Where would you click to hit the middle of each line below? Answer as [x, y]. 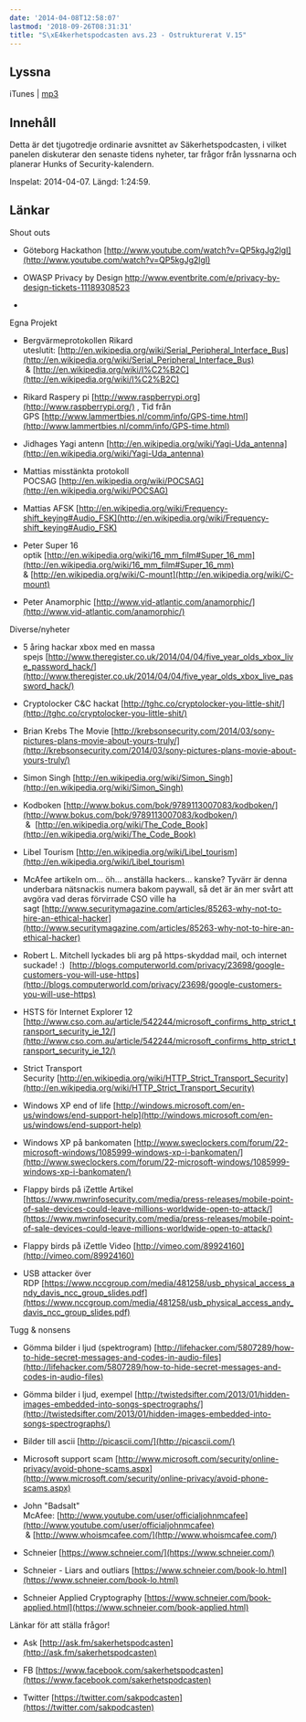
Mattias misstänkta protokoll [76, 470]
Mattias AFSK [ [51, 508]
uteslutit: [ [42, 350]
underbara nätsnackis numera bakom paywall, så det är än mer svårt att [158, 889]
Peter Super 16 [51, 545]
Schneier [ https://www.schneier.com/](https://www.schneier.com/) [149, 1552]
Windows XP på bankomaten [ [79, 1142]
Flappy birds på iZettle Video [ [79, 1246]
